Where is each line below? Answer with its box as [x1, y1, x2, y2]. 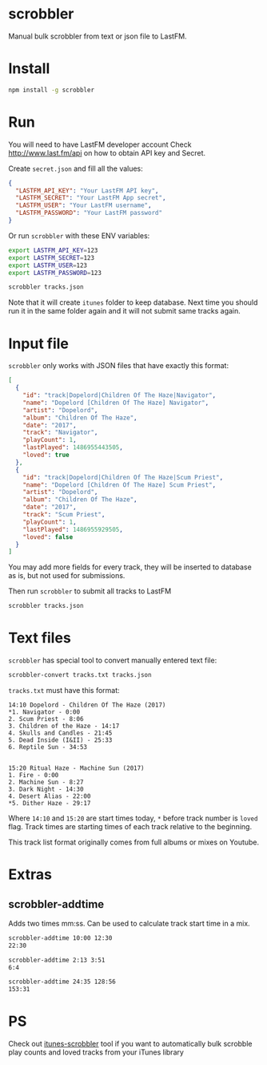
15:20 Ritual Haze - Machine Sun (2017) [8, 763, 145, 772]
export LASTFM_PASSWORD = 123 [8, 269, 102, 277]
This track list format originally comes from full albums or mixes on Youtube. [8, 837, 260, 847]
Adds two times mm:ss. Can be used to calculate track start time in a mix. [8, 918, 250, 928]
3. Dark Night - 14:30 [8, 785, 84, 793]
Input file [8, 334, 70, 353]
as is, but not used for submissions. [8, 571, 126, 581]
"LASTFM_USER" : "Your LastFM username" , [15, 201, 152, 209]
